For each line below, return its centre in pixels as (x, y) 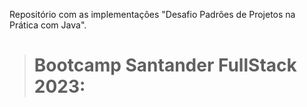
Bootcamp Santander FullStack (165, 65)
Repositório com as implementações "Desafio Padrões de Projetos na (152, 14)
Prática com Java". (48, 25)
